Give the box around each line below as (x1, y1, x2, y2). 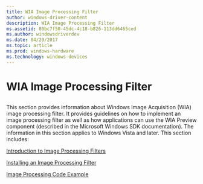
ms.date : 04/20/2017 (6, 37, 59, 43)
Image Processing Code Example (6, 171, 89, 178)
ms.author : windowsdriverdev (6, 31, 80, 37)
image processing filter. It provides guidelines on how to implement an (6, 110, 181, 118)
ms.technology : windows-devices (6, 54, 88, 60)
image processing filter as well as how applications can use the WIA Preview (6, 116, 197, 124)
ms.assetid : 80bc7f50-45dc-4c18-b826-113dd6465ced (6, 25, 137, 32)
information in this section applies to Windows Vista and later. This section (6, 129, 192, 136)
